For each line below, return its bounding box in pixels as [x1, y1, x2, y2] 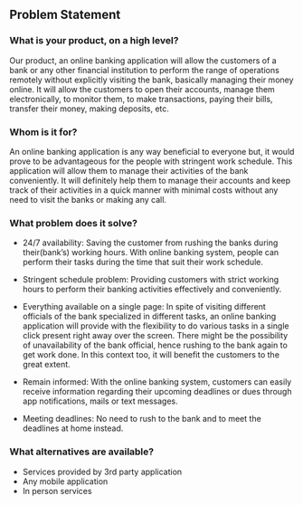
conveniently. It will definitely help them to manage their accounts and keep [9, 175, 291, 186]
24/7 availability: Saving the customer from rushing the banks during [22, 237, 279, 248]
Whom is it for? [9, 126, 78, 138]
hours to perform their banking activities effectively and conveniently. [22, 284, 282, 295]
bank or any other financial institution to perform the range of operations [9, 64, 280, 75]
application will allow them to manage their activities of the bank [9, 165, 249, 176]
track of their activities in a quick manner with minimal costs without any [9, 185, 279, 195]
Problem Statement [9, 7, 121, 23]
